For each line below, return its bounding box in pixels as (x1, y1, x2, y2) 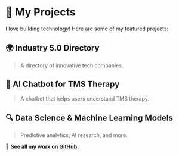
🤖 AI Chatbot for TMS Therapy (5, 79, 120, 89)
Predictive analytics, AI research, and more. (20, 132, 128, 139)
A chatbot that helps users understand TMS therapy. (20, 95, 150, 102)
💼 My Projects (5, 5, 76, 19)
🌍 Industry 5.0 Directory (5, 43, 100, 53)
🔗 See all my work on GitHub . (5, 143, 79, 151)
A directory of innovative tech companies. (20, 62, 124, 69)
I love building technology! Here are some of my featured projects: (5, 25, 169, 32)
